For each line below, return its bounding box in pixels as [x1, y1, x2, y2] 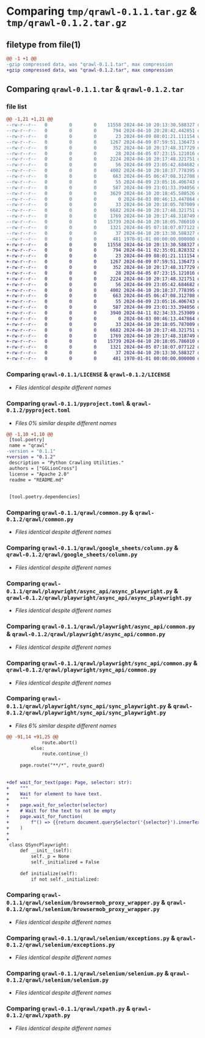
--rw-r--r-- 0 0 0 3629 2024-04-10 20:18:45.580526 [6, 190, 195, 197]
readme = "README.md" [9, 477, 64, 483]
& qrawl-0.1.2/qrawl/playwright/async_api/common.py [6, 629, 166, 638]
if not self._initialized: [31, 876, 99, 882]
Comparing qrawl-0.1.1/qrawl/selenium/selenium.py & [6, 969, 169, 978]
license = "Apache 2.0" [9, 471, 70, 477]
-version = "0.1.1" [6, 449, 56, 455]
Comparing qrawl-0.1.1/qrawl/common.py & [6, 508, 134, 517]
